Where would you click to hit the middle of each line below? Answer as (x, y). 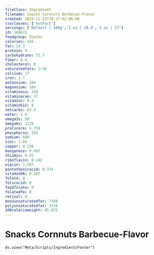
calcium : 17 (17, 74)
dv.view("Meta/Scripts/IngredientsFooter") (50, 248)
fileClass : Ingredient (28, 10)
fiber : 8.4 (16, 60)
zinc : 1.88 (16, 142)
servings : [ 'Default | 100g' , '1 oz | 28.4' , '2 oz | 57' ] (64, 28)
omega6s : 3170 (20, 124)
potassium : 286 (21, 82)
